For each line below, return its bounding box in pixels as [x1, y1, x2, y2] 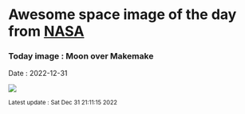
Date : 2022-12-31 [8, 69, 68, 78]
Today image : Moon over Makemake [8, 51, 154, 62]
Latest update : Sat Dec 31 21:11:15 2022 [8, 99, 118, 107]
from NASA [8, 22, 85, 40]
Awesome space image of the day [8, 6, 237, 24]
